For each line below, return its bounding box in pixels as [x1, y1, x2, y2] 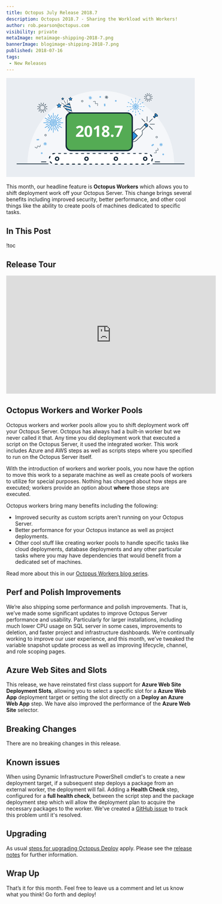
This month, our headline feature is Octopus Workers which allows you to [6, 183, 188, 190]
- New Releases [8, 60, 47, 66]
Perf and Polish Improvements [6, 587, 121, 597]
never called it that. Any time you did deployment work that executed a [6, 434, 181, 441]
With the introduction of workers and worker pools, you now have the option [6, 465, 194, 472]
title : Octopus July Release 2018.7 [6, 10, 98, 16]
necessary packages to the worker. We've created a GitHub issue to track [6, 805, 188, 812]
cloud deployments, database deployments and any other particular [14, 545, 183, 552]
